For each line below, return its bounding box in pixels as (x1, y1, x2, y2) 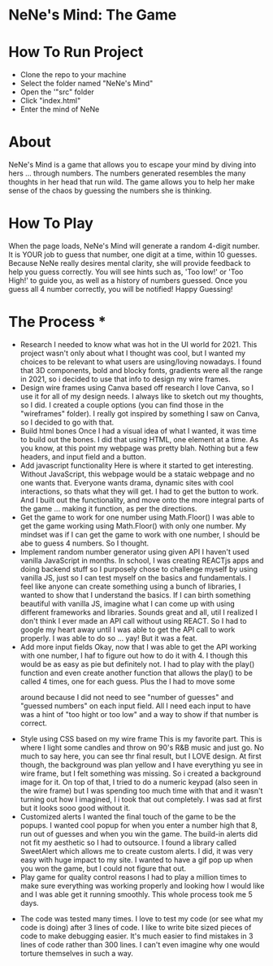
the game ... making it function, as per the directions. (19, 503, 197, 513)
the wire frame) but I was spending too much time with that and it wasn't (19, 785, 263, 795)
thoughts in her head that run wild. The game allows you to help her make (8, 177, 255, 187)
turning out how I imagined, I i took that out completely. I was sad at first (19, 794, 262, 804)
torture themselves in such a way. (19, 948, 134, 958)
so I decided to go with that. (19, 417, 115, 427)
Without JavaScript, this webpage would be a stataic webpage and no (19, 469, 255, 479)
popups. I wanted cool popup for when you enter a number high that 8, (19, 820, 258, 830)
